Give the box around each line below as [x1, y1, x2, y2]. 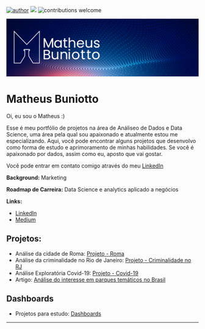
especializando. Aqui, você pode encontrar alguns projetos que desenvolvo [6, 138, 196, 145]
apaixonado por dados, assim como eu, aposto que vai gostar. [6, 150, 163, 158]
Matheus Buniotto [6, 92, 99, 106]
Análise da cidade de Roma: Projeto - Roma [15, 250, 125, 257]
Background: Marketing [6, 174, 67, 182]
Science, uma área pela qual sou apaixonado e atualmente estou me [6, 131, 178, 138]
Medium [15, 216, 37, 223]
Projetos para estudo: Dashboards [15, 309, 102, 317]
